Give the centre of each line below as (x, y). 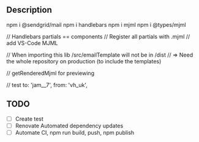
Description (29, 10)
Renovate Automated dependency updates (69, 126)
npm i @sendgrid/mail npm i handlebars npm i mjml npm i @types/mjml (96, 24)
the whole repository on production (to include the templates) (84, 61)
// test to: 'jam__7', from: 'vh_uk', (47, 85)
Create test (29, 119)
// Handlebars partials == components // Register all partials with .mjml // (98, 37)
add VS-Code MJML (32, 43)
